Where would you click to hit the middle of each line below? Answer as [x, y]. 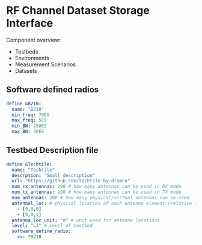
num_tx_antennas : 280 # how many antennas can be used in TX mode [96, 192]
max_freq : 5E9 [29, 120]
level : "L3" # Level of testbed [52, 226]
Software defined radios [53, 90]
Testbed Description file [52, 150]
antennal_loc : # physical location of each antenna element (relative [102, 203]
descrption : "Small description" [54, 175]
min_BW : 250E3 [29, 126]
